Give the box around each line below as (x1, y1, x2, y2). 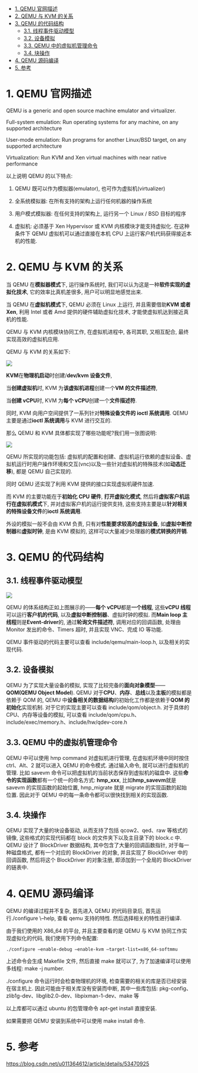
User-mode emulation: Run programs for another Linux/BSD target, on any (6, 136, 187, 143)
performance (6, 160, 38, 167)
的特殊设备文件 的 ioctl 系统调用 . (6, 508, 82, 515)
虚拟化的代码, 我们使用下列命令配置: (11, 935, 99, 942)
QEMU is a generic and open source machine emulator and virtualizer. (6, 107, 176, 114)
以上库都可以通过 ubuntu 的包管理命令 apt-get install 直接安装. (6, 1005, 157, 1012)
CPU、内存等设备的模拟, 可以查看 (6, 711, 87, 718)
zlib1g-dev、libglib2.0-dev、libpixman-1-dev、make (6, 992, 133, 1000)
